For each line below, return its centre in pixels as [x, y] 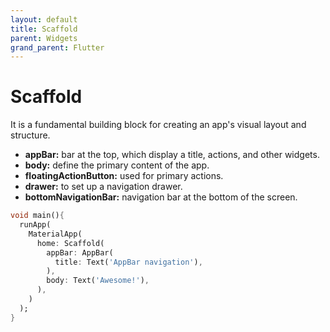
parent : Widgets [44, 38]
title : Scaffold [44, 29]
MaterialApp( [55, 234]
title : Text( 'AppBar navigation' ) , [128, 262]
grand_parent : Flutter [57, 47]
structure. [30, 135]
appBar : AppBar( [80, 252]
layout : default [44, 19]
